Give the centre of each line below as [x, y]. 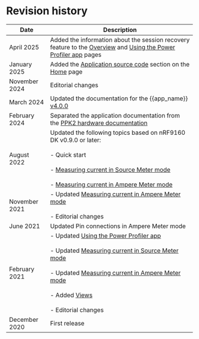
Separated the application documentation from [115, 115]
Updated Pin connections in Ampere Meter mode [118, 226]
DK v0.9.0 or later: [76, 140]
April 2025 [24, 47]
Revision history [47, 11]
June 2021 [25, 226]
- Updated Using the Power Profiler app [105, 236]
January [21, 64]
